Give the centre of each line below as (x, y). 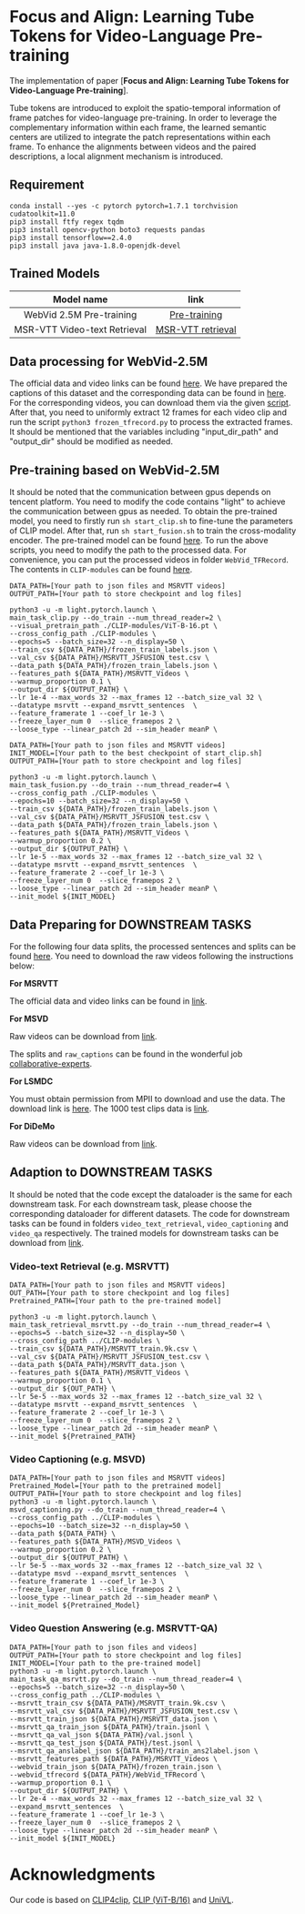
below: (22, 966)
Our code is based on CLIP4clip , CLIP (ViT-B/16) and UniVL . (122, 1899)
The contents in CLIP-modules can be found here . (101, 570)
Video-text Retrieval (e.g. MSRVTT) (90, 1266)
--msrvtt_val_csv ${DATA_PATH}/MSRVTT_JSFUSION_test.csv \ (124, 1711)
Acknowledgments (83, 1874)
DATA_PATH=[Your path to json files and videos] (103, 1647)
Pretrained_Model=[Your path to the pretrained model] (116, 1486)
